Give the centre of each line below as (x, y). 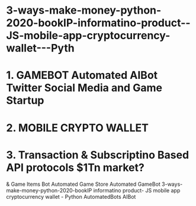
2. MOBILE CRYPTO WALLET (78, 128)
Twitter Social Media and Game (84, 88)
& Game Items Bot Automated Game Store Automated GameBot (83, 184)
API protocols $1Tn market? (75, 167)
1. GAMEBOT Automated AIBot (82, 75)
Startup (25, 101)
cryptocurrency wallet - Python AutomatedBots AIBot (71, 197)
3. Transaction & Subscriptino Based (98, 155)
